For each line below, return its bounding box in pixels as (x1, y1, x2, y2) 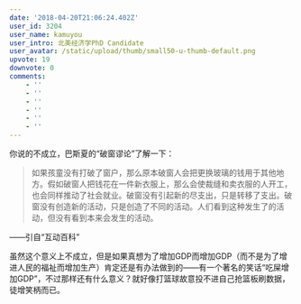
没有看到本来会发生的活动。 (55, 213, 159, 223)
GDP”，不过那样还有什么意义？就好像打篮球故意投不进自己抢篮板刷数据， (16, 273, 290, 284)
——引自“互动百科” (9, 232, 80, 242)
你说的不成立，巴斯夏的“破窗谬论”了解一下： (9, 148, 175, 159)
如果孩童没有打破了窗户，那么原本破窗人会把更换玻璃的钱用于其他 (31, 168, 277, 178)
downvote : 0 (9, 64, 54, 73)
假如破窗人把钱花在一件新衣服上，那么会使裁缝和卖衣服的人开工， (47, 179, 293, 189)
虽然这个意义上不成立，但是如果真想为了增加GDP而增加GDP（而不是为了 (9, 251, 279, 262)
